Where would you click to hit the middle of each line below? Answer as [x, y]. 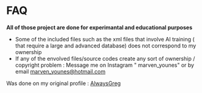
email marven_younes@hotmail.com [60, 71]
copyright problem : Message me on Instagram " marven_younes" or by [105, 65]
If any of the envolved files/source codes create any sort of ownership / [105, 58]
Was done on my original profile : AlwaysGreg [64, 83]
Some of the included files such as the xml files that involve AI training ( [105, 39]
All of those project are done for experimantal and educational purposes [99, 27]
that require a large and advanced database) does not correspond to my [106, 46]
